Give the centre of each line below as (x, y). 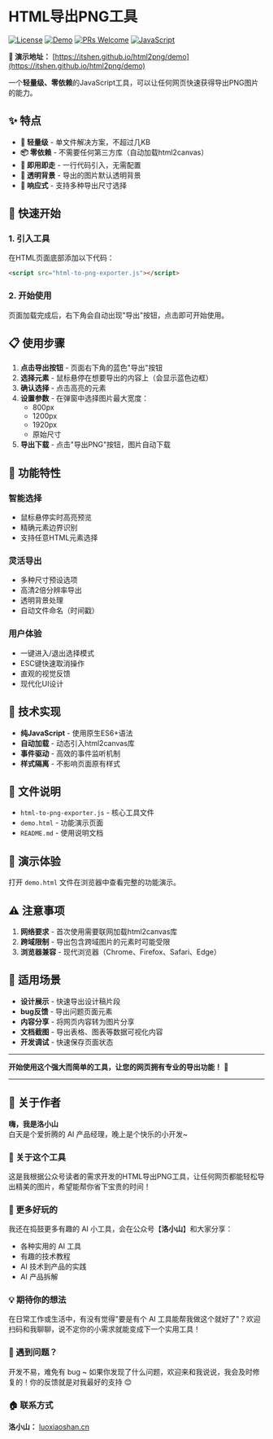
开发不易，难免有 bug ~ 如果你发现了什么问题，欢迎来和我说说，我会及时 (131, 1371)
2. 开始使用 (30, 296)
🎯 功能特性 (35, 473)
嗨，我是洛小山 (33, 1124)
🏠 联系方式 (31, 1405)
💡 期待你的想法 (37, 1300)
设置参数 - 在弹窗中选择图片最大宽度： (84, 398)
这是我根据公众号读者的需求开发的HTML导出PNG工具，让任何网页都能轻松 (133, 1176)
